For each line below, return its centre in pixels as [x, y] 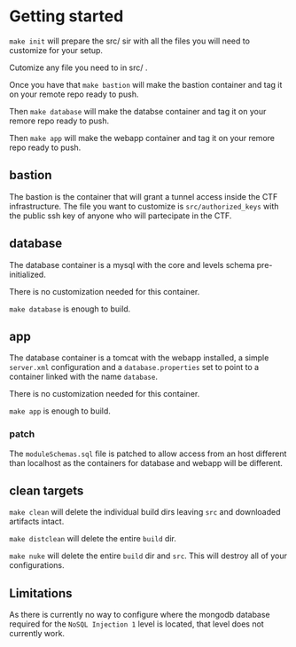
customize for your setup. [56, 50]
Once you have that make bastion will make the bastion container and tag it [146, 84]
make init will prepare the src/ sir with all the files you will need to [130, 41]
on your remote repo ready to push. [74, 94]
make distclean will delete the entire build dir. [93, 539]
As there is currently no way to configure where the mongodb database [140, 615]
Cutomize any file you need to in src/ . [78, 67]
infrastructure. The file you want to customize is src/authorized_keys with [144, 206]
